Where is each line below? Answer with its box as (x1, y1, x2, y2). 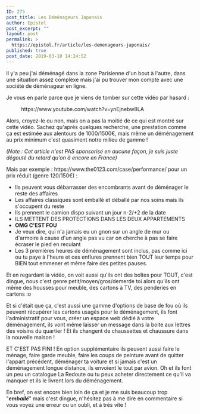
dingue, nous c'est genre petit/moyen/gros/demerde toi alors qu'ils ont (6, 277, 180, 284)
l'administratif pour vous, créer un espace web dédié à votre (6, 314, 155, 321)
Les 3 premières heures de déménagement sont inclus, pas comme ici (14, 247, 187, 254)
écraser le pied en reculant (14, 240, 81, 248)
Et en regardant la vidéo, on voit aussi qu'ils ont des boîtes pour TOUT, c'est (6, 271, 193, 278)
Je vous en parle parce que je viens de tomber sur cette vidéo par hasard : (6, 94, 189, 101)
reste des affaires (14, 189, 58, 197)
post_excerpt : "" (6, 25, 49, 32)
